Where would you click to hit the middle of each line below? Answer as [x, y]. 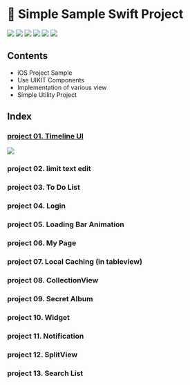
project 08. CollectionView [53, 280]
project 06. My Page [42, 243]
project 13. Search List [45, 373]
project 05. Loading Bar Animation [66, 224]
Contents [28, 56]
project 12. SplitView [42, 355]
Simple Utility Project [47, 95]
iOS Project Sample [45, 73]
